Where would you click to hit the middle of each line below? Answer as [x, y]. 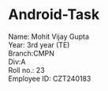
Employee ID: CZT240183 [50, 78]
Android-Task [54, 15]
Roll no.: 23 [26, 70]
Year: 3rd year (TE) [39, 44]
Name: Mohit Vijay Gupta [48, 36]
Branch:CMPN [32, 53]
